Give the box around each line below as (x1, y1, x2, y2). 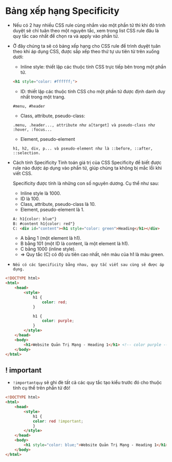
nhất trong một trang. (20, 94, 66, 100)
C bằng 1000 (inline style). (20, 246, 76, 252)
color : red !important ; (32, 418, 83, 424)
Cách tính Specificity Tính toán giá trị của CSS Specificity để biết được (12, 159, 162, 165)
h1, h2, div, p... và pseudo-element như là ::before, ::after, (12, 146, 153, 151)
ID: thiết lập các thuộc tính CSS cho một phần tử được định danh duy (20, 88, 165, 94)
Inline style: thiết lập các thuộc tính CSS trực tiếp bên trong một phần (20, 64, 166, 70)
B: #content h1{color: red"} (12, 221, 75, 226)
